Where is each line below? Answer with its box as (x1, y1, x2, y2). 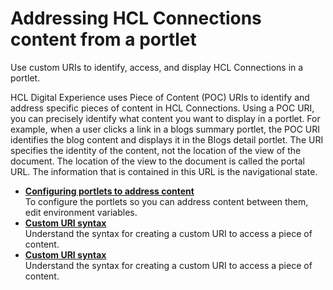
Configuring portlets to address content (24, 185, 195, 197)
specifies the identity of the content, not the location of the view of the (10, 144, 302, 156)
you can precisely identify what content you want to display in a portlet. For (10, 112, 321, 124)
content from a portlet (10, 28, 197, 51)
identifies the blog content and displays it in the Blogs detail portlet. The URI (10, 133, 324, 146)
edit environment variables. (24, 206, 138, 218)
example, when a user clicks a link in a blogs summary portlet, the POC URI (10, 123, 321, 135)
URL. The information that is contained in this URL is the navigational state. (10, 165, 318, 177)
